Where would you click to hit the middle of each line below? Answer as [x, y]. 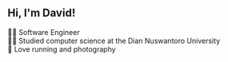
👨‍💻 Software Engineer [44, 32]
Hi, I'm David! [42, 13]
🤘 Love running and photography [62, 49]
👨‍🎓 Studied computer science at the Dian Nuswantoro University [114, 41]
